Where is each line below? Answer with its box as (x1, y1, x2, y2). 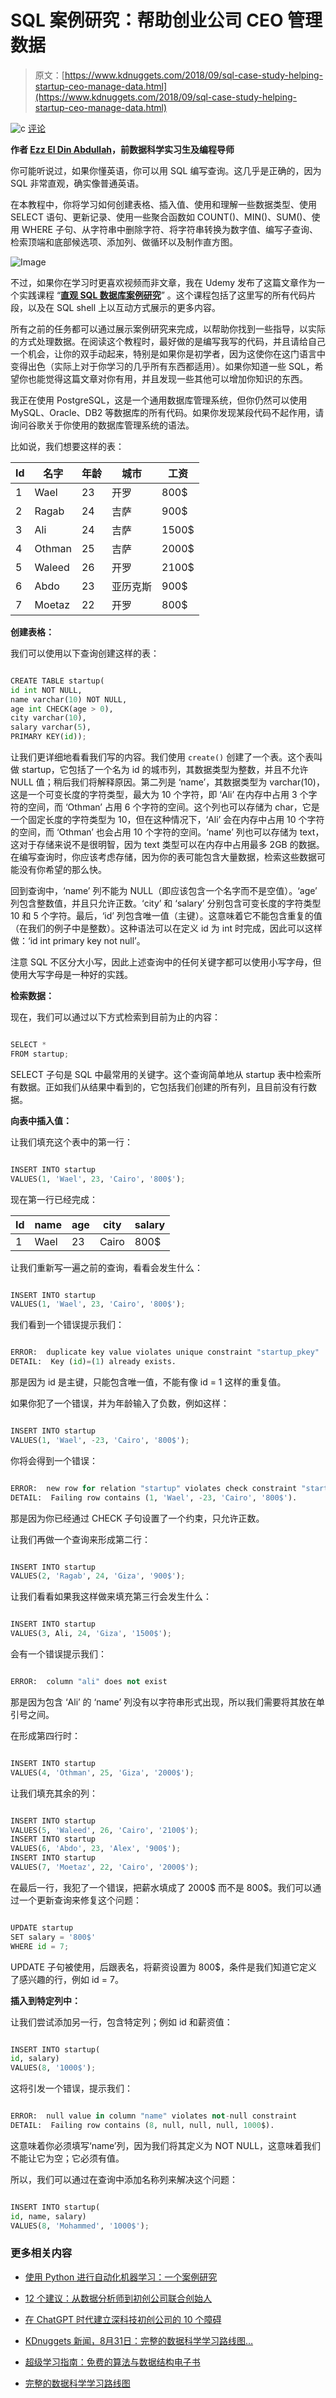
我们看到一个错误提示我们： (10, 1319, 125, 1331)
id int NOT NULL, (10, 685, 83, 695)
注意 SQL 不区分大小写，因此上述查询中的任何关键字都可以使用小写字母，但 (10, 956, 322, 968)
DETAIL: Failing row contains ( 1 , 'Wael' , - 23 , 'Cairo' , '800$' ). (10, 1492, 298, 1503)
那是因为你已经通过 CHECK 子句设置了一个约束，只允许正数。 (10, 1512, 265, 1524)
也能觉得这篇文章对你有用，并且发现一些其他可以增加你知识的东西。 (27, 372, 308, 385)
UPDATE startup (10, 1922, 74, 1933)
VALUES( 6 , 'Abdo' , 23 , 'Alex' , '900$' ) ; (10, 1844, 182, 1854)
